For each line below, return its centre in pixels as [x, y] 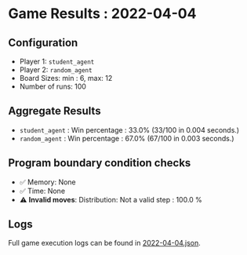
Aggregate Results [54, 111]
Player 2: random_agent [56, 70]
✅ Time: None [42, 191]
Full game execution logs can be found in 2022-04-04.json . [105, 243]
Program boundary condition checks [100, 163]
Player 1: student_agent [57, 61]
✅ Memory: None [47, 182]
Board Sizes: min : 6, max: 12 [66, 78]
